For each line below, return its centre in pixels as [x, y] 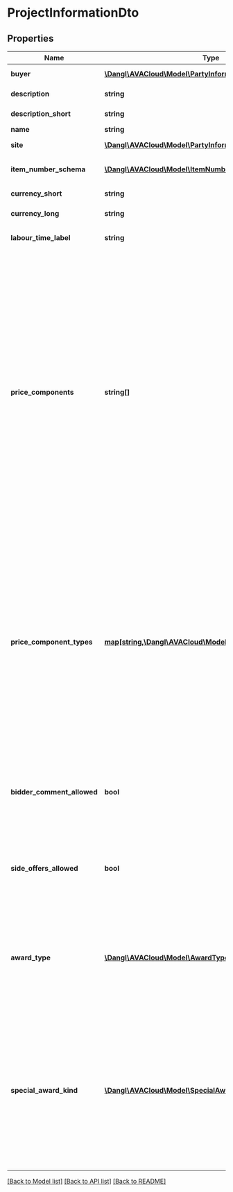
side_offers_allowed [44, 868]
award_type [31, 957]
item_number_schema [48, 169]
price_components [42, 392]
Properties [31, 39]
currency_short [36, 194]
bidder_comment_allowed [54, 792]
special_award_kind [44, 1090]
